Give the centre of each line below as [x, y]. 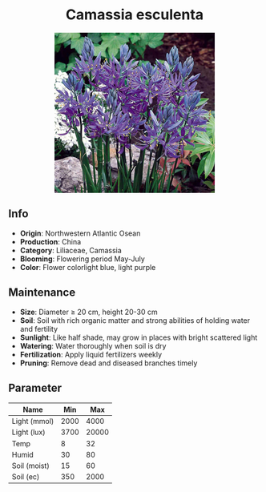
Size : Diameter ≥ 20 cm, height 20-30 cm [89, 312]
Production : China [50, 241]
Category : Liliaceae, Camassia [71, 250]
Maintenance [42, 293]
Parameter [35, 387]
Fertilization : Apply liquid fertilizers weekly [91, 354]
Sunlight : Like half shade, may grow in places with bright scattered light [139, 337]
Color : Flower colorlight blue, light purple [88, 267]
